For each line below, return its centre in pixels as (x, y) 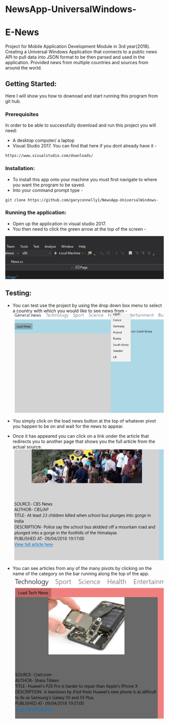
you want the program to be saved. (49, 185)
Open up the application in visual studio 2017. (59, 224)
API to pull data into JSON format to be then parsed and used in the (75, 57)
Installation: (20, 169)
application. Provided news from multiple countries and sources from (77, 63)
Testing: (18, 293)
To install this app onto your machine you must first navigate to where (85, 179)
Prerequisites (22, 114)
